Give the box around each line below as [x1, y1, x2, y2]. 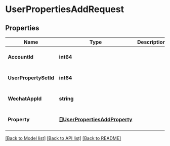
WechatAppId [8, 95, 42, 102]
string [59, 95, 74, 102]
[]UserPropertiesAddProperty [59, 116, 133, 123]
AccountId [8, 54, 34, 60]
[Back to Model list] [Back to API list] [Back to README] [5, 135, 121, 141]
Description [137, 39, 166, 45]
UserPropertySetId [8, 74, 55, 81]
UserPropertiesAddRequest [5, 4, 124, 15]
